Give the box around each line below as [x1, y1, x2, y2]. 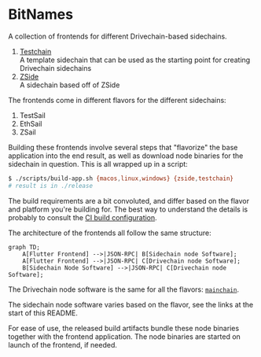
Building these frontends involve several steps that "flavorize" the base [8, 142, 238, 152]
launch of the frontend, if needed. [8, 340, 118, 349]
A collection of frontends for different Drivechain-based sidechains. [8, 31, 227, 41]
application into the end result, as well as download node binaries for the [8, 151, 244, 160]
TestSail [19, 110, 46, 120]
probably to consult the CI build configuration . [8, 212, 157, 222]
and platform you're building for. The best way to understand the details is [8, 204, 248, 214]
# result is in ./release [8, 182, 93, 190]
